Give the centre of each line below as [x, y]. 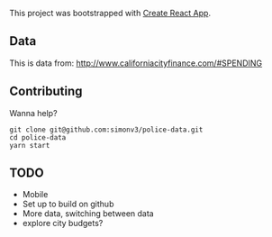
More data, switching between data [88, 214]
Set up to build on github [68, 204]
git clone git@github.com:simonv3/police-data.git [106, 130]
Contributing [46, 91]
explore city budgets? [63, 223]
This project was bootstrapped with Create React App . [110, 13]
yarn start [30, 145]
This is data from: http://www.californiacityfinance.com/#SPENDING [136, 63]
